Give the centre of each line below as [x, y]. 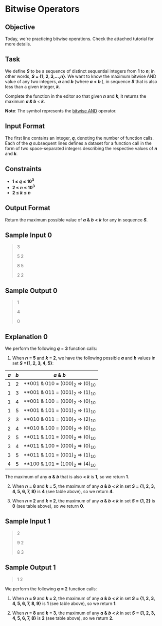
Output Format [28, 208]
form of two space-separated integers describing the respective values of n [81, 148]
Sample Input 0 [28, 235]
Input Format [25, 126]
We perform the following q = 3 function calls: [51, 348]
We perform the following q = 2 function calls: [51, 589]
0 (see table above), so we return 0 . [48, 506]
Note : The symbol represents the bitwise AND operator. [61, 110]
